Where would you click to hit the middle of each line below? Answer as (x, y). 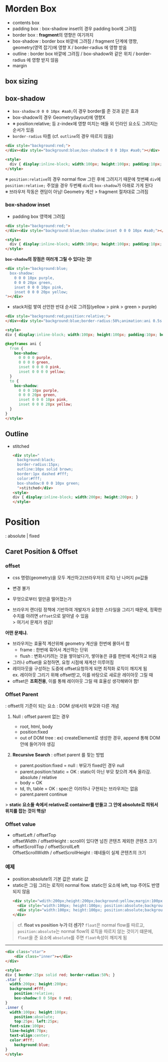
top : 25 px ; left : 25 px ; (36, 1021)
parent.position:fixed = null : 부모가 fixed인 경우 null (72, 766)
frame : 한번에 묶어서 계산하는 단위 (54, 650)
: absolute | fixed (22, 536)
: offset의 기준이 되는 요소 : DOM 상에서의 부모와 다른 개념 (62, 706)
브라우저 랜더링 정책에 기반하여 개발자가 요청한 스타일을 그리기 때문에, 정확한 (87, 610)
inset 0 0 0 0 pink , (40, 367)
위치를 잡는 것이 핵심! (26, 811)
